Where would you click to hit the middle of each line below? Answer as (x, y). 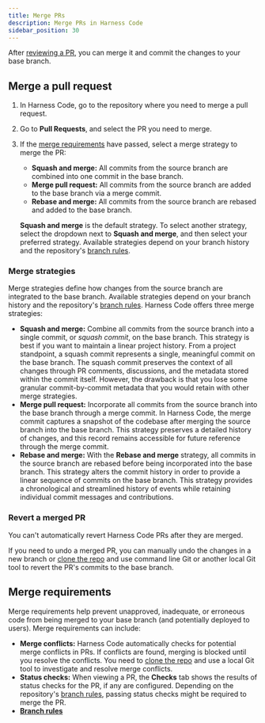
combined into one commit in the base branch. (108, 177)
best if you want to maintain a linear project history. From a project (128, 346)
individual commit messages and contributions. (97, 497)
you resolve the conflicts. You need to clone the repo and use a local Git (137, 660)
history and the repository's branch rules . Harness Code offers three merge (131, 305)
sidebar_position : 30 (44, 30)
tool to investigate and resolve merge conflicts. (96, 668)
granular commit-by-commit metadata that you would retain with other (134, 388)
